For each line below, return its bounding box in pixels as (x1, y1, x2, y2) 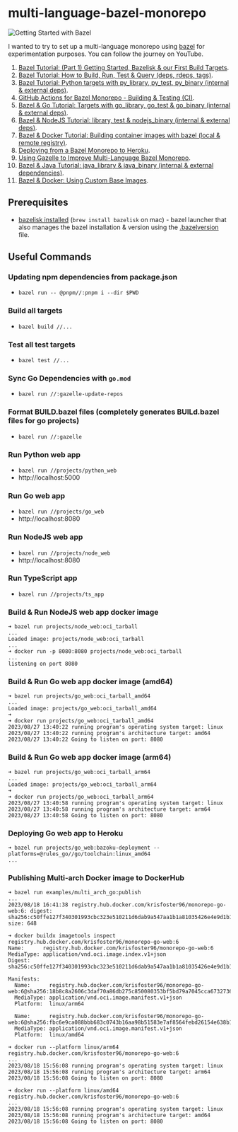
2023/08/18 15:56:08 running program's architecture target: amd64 (8, 1112, 211, 1119)
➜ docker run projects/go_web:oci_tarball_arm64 (8, 793, 154, 800)
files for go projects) (8, 416, 80, 426)
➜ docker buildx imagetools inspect (8, 932, 116, 940)
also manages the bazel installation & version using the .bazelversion (18, 223, 219, 231)
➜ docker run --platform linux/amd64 (8, 1087, 119, 1095)
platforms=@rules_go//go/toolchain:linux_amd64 (8, 850, 151, 857)
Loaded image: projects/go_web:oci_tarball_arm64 (8, 780, 157, 788)
